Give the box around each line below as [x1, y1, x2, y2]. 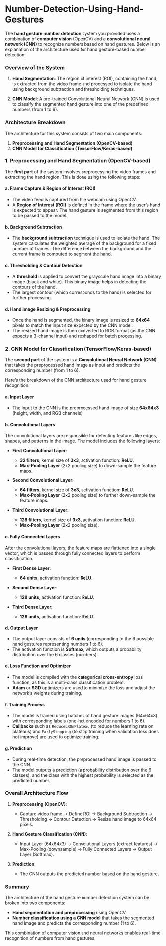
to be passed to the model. [12, 213, 68, 219]
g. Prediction [5, 745, 32, 751]
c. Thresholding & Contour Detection [5, 262, 83, 268]
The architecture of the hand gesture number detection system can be [5, 894, 150, 900]
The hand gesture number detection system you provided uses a [5, 30, 140, 36]
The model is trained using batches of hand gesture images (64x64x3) [12, 713, 158, 719]
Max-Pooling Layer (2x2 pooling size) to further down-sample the [19, 492, 156, 498]
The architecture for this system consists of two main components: [5, 130, 143, 136]
